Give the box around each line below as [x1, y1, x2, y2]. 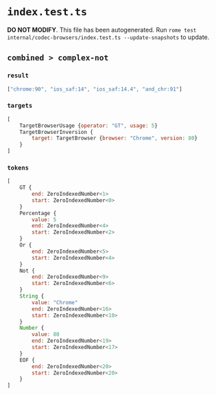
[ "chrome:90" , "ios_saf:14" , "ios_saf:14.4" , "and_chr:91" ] [7, 85, 183, 93]
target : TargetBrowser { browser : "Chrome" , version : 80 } [32, 135, 198, 142]
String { [19, 293, 45, 300]
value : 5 [32, 216, 57, 223]
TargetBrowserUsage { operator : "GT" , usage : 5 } [19, 122, 158, 129]
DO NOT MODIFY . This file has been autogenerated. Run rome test [7, 25, 197, 34]
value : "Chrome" [32, 299, 78, 306]
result [7, 71, 29, 80]
